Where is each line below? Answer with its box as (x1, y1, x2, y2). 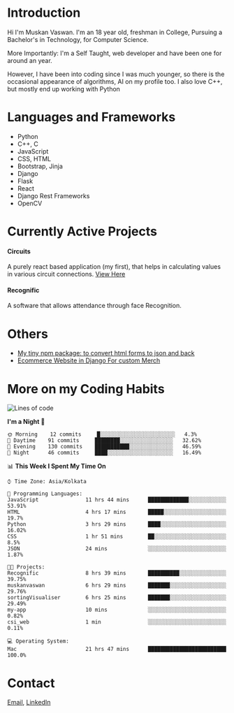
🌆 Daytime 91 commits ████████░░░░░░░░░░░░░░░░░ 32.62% (7, 437, 201, 444)
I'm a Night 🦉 (7, 418, 45, 426)
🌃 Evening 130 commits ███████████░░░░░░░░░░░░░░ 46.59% (7, 443, 201, 450)
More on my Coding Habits (7, 381, 166, 397)
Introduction (7, 5, 81, 21)
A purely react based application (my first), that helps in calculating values (7, 263, 221, 271)
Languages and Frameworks (7, 110, 176, 125)
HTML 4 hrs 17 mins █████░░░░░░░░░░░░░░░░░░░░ (7, 508, 227, 516)
